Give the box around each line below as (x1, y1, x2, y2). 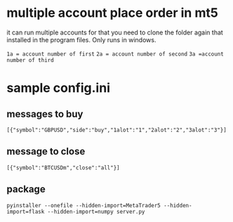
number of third (6, 56, 54, 64)
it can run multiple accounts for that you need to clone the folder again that (6, 28, 224, 37)
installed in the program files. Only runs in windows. (6, 35, 157, 44)
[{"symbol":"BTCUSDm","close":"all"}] (6, 164, 120, 171)
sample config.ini (6, 80, 110, 96)
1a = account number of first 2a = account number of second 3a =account (6, 51, 224, 58)
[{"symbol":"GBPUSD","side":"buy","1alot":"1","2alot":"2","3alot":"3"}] (6, 126, 227, 133)
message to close (6, 145, 86, 157)
